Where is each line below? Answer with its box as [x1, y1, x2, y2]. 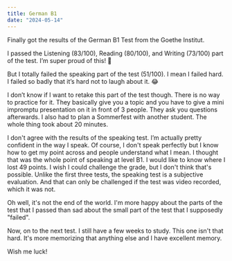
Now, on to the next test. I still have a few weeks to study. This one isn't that [7, 226, 224, 235]
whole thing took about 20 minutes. [7, 120, 109, 128]
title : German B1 [7, 10, 57, 17]
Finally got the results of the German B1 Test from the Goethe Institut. [7, 35, 205, 44]
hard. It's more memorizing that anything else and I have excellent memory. [7, 233, 222, 242]
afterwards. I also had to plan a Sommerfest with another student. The [7, 112, 207, 121]
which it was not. [7, 185, 56, 193]
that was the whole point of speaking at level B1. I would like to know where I [7, 155, 226, 163]
